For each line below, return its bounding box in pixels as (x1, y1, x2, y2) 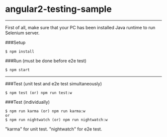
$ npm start (5, 67, 30, 72)
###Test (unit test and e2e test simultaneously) (5, 80, 102, 86)
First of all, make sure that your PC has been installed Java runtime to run (5, 24, 156, 30)
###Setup (5, 39, 26, 45)
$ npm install (5, 49, 35, 54)
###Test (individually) (5, 99, 50, 105)
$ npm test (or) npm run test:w (5, 90, 72, 95)
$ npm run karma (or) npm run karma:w (5, 108, 85, 114)
